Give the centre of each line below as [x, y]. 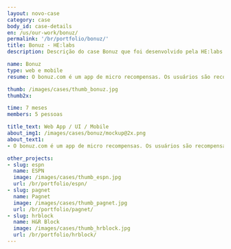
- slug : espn [26, 165]
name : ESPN [29, 171]
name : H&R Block [36, 222]
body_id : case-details [40, 26]
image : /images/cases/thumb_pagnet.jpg [70, 203]
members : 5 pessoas [35, 115]
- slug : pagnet [29, 190]
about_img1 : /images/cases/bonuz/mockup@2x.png [77, 133]
